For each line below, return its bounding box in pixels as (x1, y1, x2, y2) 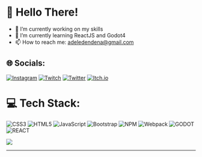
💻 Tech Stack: (6, 96, 81, 110)
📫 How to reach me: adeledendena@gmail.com (14, 38, 134, 46)
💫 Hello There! (6, 5, 79, 19)
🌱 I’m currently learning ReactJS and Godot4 (14, 31, 126, 38)
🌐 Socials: (6, 58, 46, 69)
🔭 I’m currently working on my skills (14, 25, 103, 32)
